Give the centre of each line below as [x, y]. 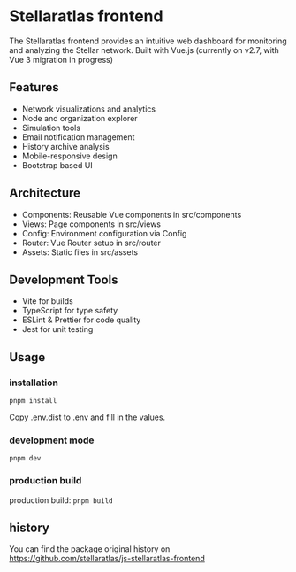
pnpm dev [25, 459]
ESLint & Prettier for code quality [81, 320]
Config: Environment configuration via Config [104, 233]
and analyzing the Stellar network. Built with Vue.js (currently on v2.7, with [144, 50]
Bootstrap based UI [57, 165]
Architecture [45, 193]
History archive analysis [65, 146]
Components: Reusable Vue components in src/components [132, 214]
